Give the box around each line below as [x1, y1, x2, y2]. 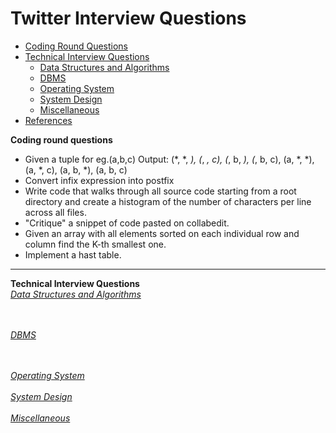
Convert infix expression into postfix [24, 174, 175, 186]
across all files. [24, 206, 87, 218]
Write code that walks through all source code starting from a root [24, 185, 297, 197]
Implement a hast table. [24, 248, 122, 261]
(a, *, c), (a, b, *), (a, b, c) [24, 163, 128, 176]
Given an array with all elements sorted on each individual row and [24, 227, 300, 239]
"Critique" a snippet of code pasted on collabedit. [24, 217, 230, 229]
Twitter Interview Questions [10, 7, 247, 30]
